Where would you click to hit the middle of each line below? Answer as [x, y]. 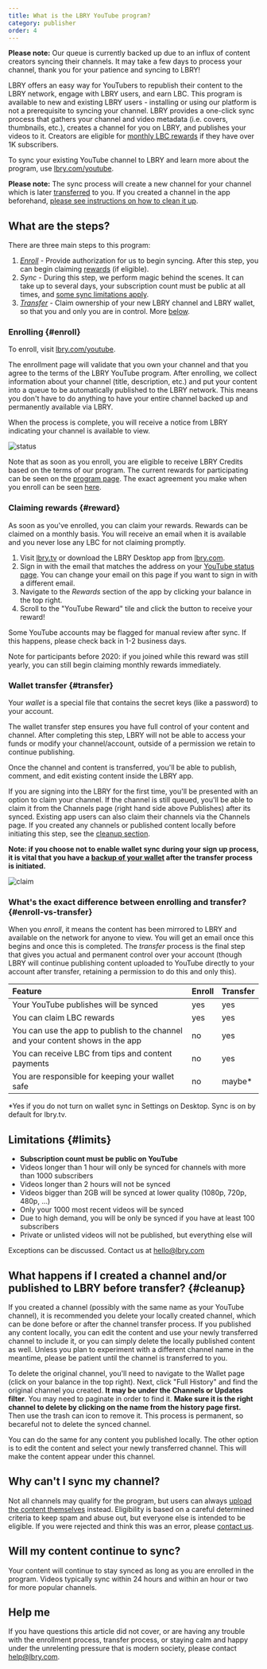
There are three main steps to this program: [79, 245]
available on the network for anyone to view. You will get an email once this [131, 938]
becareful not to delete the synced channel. [79, 1424]
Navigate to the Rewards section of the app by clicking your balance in [135, 591]
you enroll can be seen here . [55, 488]
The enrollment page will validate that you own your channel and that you [128, 365]
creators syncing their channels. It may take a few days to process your [125, 61]
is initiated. [27, 866]
